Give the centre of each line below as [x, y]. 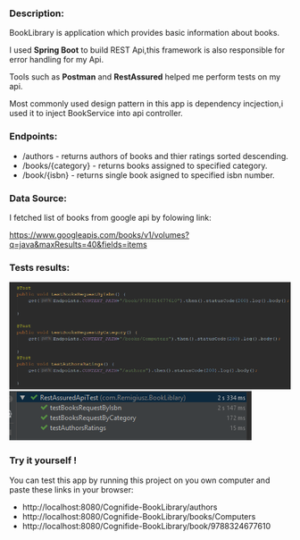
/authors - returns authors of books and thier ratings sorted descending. [155, 156]
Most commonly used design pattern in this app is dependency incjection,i [146, 104]
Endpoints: [33, 137]
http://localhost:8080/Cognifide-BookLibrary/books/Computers [139, 516]
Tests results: [39, 267]
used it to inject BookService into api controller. [96, 114]
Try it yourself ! [43, 460]
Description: [37, 13]
